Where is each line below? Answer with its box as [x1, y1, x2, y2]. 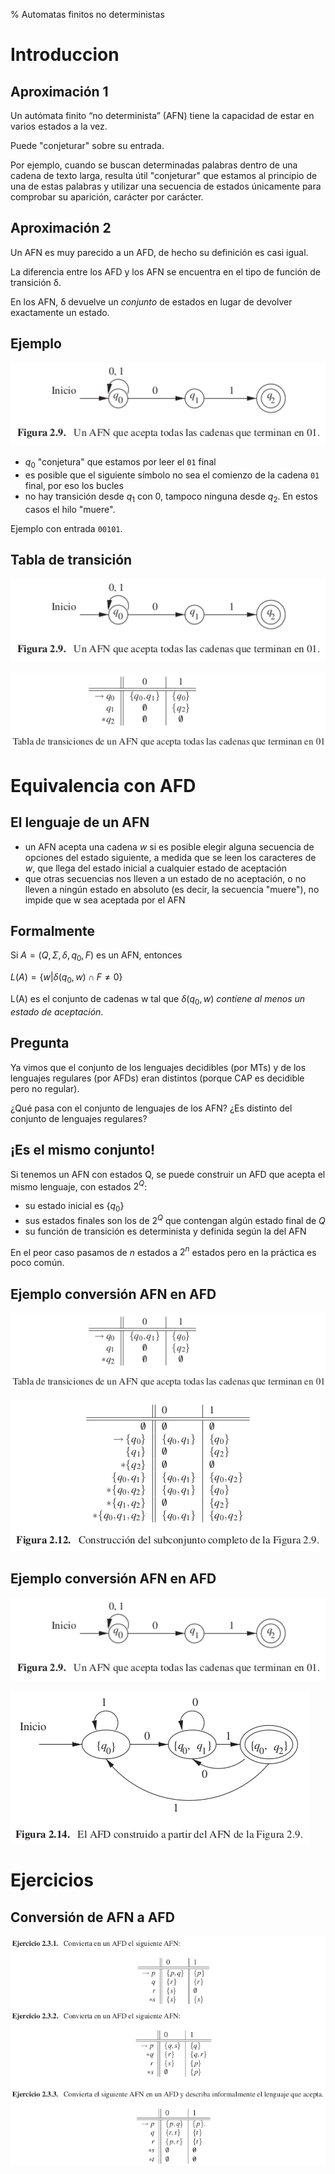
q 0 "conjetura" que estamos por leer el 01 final [24, 456, 217, 470]
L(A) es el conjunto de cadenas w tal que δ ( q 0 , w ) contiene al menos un [10, 993, 306, 1007]
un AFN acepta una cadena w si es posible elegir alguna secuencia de [24, 840, 315, 853]
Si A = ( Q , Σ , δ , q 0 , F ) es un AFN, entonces [10, 949, 183, 964]
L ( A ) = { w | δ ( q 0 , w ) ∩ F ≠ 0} [10, 971, 123, 986]
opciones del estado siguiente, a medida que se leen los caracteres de [24, 851, 317, 863]
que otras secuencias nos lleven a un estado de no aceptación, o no [24, 872, 307, 884]
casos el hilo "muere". [24, 503, 116, 515]
